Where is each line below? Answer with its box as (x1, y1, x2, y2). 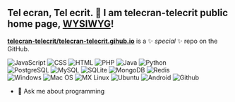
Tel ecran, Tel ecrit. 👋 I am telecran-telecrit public (7, 7, 228, 19)
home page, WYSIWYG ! (7, 18, 114, 30)
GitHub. (7, 44, 30, 53)
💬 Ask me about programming (17, 87, 105, 95)
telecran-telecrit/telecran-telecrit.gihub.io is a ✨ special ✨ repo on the (7, 37, 218, 45)
